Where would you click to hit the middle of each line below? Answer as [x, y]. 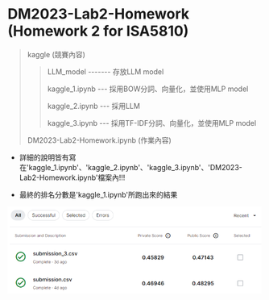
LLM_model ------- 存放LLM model [106, 71]
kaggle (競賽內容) [56, 54]
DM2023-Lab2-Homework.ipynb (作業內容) [99, 140]
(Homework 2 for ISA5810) [98, 31]
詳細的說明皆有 [44, 157]
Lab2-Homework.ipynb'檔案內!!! [72, 177]
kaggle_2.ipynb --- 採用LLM [93, 106]
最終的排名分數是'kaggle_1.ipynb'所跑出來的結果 [98, 194]
